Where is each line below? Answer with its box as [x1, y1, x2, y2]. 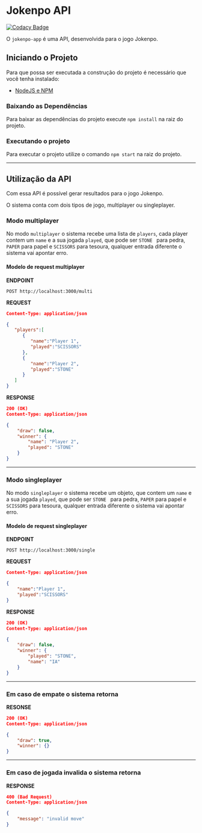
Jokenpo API [6, 4, 71, 17]
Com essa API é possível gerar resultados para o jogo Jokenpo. [6, 190, 164, 197]
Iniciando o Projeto [6, 52, 78, 63]
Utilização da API [6, 174, 72, 184]
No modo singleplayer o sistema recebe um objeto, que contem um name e [6, 489, 192, 497]
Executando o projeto [6, 137, 70, 145]
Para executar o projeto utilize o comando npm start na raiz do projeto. [6, 151, 182, 158]
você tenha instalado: [6, 75, 60, 82]
